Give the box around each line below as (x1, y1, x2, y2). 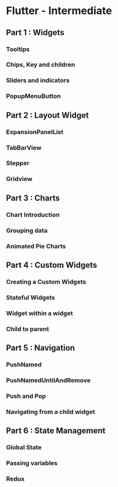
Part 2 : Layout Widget (6, 110, 89, 120)
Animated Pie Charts (6, 242, 66, 250)
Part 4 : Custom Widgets (6, 260, 98, 270)
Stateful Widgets (6, 293, 55, 301)
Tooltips (6, 45, 30, 53)
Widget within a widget (6, 309, 73, 317)
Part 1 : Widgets (6, 28, 64, 38)
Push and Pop (6, 391, 46, 400)
